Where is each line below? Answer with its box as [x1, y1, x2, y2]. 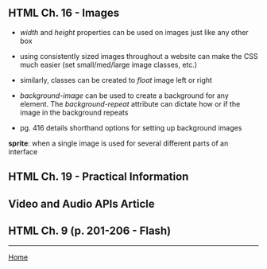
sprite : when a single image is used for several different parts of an [8, 138, 229, 148]
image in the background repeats [19, 107, 129, 117]
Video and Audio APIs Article [8, 197, 155, 210]
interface [8, 146, 38, 156]
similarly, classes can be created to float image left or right [19, 75, 213, 84]
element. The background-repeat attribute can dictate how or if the [19, 99, 241, 108]
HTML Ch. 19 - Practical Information [8, 170, 189, 184]
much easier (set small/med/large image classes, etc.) [19, 60, 197, 69]
